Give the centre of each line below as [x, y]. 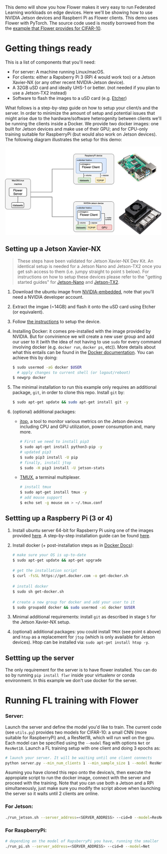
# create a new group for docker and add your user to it [74, 602]
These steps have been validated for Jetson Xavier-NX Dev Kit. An [85, 261]
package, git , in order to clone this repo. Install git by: [68, 393]
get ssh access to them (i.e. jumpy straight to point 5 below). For [83, 271]
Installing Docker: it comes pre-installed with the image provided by [82, 331]
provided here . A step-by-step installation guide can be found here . [81, 535]
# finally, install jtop [45, 463]
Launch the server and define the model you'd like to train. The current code [83, 727]
